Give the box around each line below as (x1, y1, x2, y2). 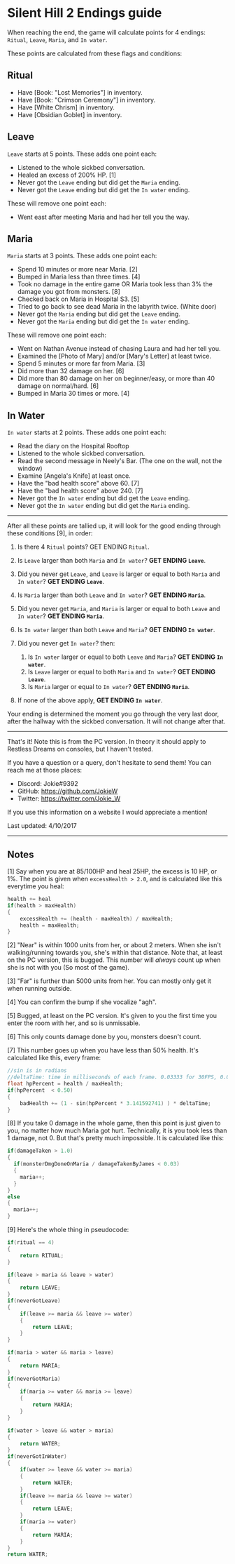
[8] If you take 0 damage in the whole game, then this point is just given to (7, 1119, 221, 1128)
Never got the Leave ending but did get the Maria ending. (17, 178, 180, 187)
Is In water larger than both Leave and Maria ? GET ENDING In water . (17, 626, 215, 634)
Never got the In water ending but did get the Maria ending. (17, 502, 190, 510)
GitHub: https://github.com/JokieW (17, 787, 118, 796)
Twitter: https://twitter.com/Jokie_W (17, 794, 121, 803)
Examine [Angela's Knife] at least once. (17, 472, 131, 480)
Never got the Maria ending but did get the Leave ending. (17, 310, 180, 319)
